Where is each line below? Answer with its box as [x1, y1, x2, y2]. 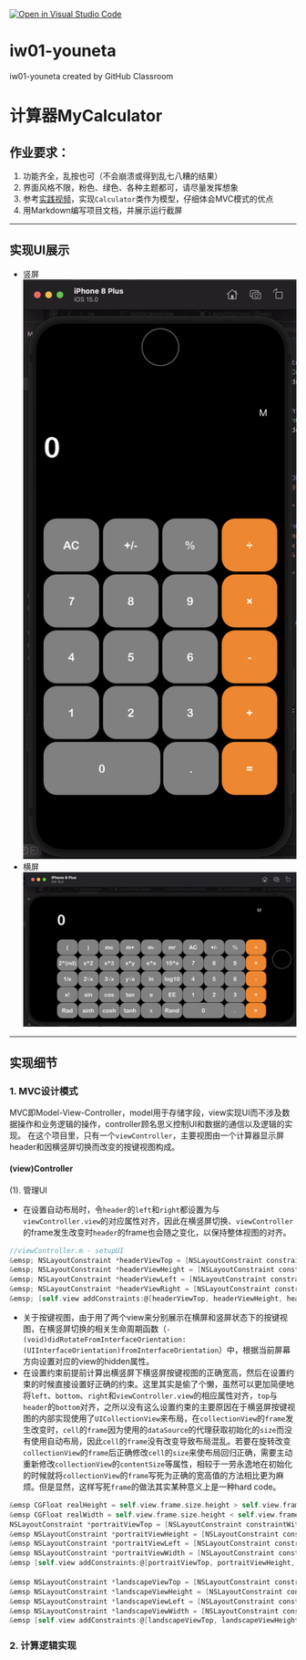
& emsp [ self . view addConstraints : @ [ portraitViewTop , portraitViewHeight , [9, 1559, 296, 1568]
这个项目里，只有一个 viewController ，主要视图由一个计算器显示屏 [35, 1130, 285, 1141]
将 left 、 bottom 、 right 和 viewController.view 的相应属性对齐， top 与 [22, 1390, 278, 1401]
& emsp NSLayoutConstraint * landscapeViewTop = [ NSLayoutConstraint [9, 1577, 271, 1587]
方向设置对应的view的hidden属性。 [22, 1355, 155, 1366]
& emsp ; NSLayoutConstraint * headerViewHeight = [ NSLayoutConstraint [9, 1265, 275, 1275]
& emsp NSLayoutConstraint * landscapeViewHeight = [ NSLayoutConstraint [9, 1587, 283, 1596]
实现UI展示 [9, 243, 70, 258]
